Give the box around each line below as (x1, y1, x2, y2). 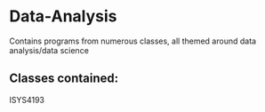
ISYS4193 (9, 94, 45, 105)
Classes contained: (9, 71, 119, 86)
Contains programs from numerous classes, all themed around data (9, 36, 256, 46)
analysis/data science (9, 44, 89, 55)
